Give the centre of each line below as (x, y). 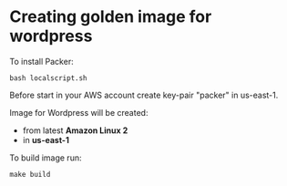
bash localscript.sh (49, 78)
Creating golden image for (111, 17)
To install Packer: (42, 61)
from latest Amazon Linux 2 (75, 130)
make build (30, 174)
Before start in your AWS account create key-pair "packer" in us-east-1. (144, 95)
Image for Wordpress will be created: (79, 112)
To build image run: (46, 158)
